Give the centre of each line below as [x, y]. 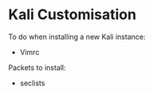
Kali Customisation [73, 15]
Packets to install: [37, 67]
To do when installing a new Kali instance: [77, 37]
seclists [32, 83]
